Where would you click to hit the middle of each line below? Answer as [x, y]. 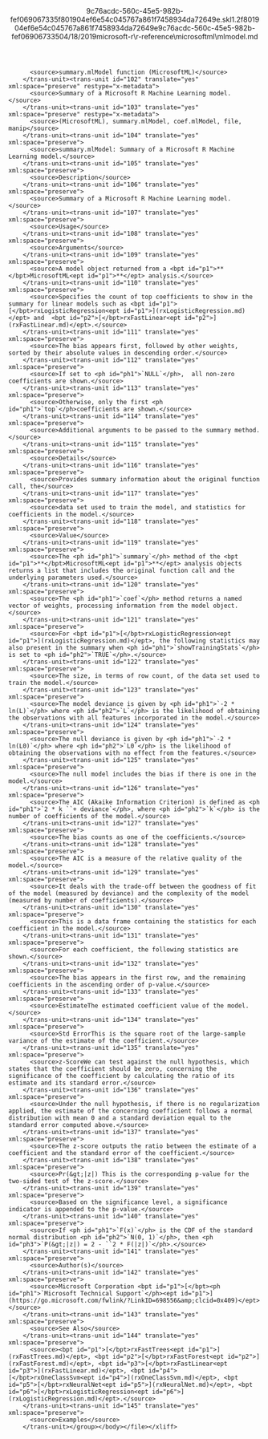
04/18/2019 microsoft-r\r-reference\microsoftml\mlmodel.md [158, 36]
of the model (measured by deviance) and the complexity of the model [129, 894]
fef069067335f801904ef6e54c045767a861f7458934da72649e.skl [121, 19]
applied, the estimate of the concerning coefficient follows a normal [130, 1111]
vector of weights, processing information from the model [109, 606]
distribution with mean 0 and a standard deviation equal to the [120, 1118]
